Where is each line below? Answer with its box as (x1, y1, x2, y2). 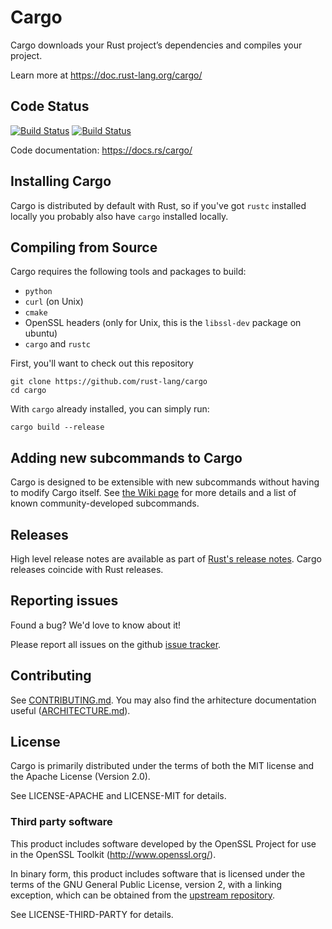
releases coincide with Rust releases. (10, 564, 164, 575)
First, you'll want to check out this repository (10, 357, 194, 370)
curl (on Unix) (24, 296, 84, 308)
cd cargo (10, 386, 47, 396)
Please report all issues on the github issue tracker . (10, 638, 222, 650)
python (24, 287, 53, 297)
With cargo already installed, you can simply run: (10, 403, 210, 415)
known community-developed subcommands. (10, 497, 200, 510)
